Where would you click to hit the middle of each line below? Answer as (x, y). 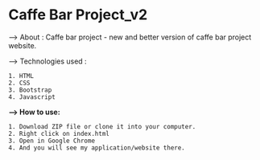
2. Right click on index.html (59, 133)
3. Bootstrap (30, 90)
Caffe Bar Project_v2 (78, 15)
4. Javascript (32, 97)
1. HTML (21, 76)
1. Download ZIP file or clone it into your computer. (102, 126)
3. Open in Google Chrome (52, 141)
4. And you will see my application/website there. (97, 148)
